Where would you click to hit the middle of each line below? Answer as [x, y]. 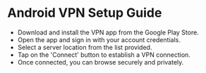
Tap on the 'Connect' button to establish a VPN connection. [104, 55]
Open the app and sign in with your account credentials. [99, 39]
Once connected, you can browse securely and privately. [101, 62]
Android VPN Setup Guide [85, 13]
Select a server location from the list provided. [85, 47]
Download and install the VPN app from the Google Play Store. [108, 32]
